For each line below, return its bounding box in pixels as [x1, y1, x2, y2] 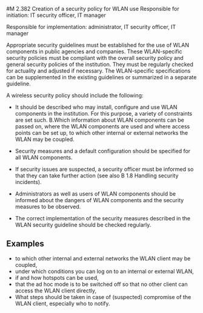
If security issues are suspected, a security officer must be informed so [15, 166, 194, 173]
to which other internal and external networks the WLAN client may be [15, 254, 191, 262]
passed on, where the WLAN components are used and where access [15, 123, 190, 130]
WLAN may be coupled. [15, 136, 75, 143]
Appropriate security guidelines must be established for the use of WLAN [6, 42, 190, 48]
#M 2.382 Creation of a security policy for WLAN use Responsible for [6, 5, 180, 12]
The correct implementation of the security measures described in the [15, 215, 191, 222]
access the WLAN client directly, [15, 287, 97, 294]
